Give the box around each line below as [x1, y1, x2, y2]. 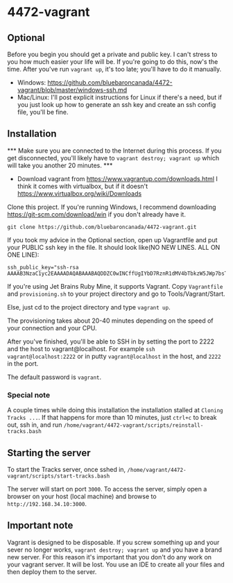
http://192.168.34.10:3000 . [7, 499, 87, 507]
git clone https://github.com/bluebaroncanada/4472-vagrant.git [7, 223, 197, 230]
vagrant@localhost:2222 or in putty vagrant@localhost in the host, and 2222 [7, 352, 221, 360]
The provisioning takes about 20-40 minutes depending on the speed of [7, 316, 214, 325]
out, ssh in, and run [7, 421, 62, 429]
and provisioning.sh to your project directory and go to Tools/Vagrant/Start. [7, 289, 225, 298]
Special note [7, 390, 51, 400]
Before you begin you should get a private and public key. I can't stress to [7, 50, 218, 58]
